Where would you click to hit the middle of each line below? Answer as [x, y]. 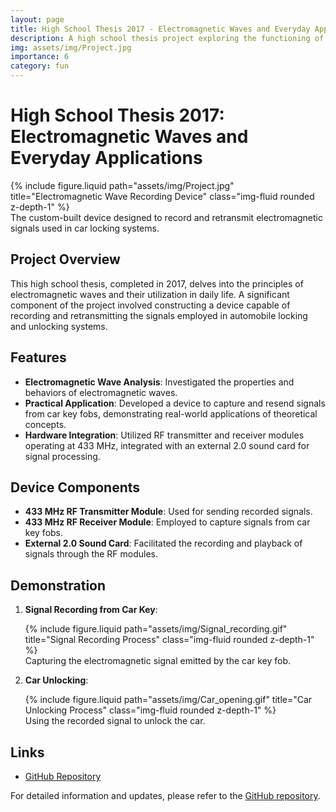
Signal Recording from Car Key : [91, 610]
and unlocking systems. [59, 326]
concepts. [45, 424]
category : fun [40, 66]
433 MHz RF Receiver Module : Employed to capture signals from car [167, 522]
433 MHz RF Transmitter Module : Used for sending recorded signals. [168, 512]
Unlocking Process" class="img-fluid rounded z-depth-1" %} [150, 710]
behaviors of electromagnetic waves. [101, 392]
